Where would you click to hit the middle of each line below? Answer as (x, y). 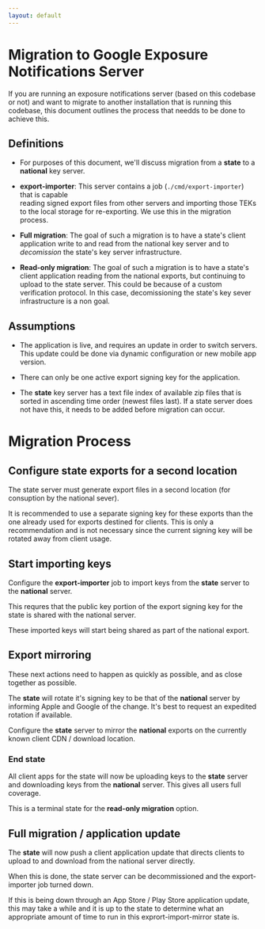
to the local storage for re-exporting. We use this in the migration (125, 211)
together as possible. (43, 683)
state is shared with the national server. (72, 615)
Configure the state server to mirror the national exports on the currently (127, 730)
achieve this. (29, 119)
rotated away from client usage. (60, 539)
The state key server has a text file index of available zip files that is (131, 393)
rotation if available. (40, 714)
